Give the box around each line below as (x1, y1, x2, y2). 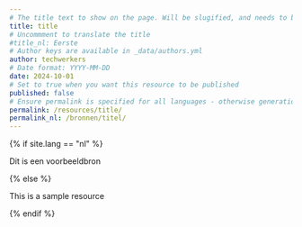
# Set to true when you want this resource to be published (9, 80, 240, 89)
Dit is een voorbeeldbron (9, 156, 102, 167)
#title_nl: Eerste (9, 38, 78, 48)
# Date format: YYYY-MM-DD (9, 64, 111, 73)
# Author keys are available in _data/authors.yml (9, 47, 203, 56)
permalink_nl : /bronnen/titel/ (9, 113, 127, 123)
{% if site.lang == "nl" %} (9, 139, 103, 150)
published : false (9, 88, 75, 97)
